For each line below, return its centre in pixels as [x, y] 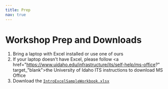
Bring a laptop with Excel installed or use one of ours [68, 54]
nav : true [16, 15]
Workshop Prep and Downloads [74, 40]
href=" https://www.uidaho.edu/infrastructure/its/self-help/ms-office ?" [86, 65]
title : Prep [18, 10]
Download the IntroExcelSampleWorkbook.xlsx [61, 81]
